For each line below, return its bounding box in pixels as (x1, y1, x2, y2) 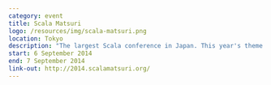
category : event (8, 11, 63, 20)
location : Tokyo (8, 34, 63, 43)
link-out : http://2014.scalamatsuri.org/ (8, 65, 151, 73)
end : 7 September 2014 (8, 57, 85, 66)
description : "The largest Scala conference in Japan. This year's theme (8, 42, 264, 50)
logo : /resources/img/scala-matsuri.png (8, 27, 148, 35)
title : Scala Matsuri (8, 19, 82, 28)
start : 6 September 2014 (8, 49, 92, 57)
